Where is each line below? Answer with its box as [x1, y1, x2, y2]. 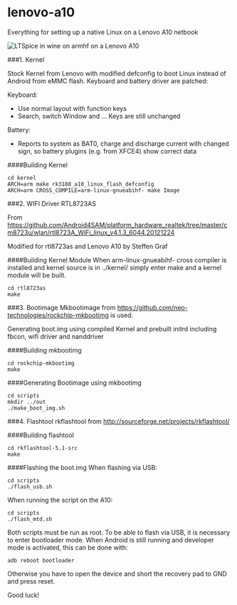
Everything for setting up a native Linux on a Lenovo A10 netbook [7, 28, 199, 36]
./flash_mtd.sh [7, 515, 53, 523]
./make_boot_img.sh [7, 405, 65, 412]
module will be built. [7, 271, 66, 279]
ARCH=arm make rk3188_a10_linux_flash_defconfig [7, 181, 154, 188]
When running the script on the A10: [7, 496, 113, 504]
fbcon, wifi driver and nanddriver [7, 332, 105, 341]
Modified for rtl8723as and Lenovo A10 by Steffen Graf [7, 242, 168, 250]
